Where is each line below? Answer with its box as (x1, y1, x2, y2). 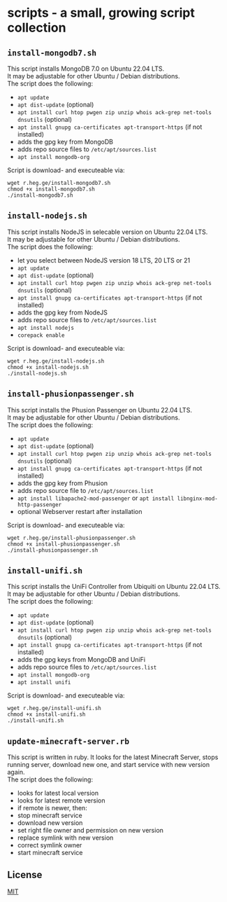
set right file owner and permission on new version (17, 826, 164, 835)
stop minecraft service (17, 811, 82, 820)
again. (7, 768, 26, 777)
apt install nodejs (17, 324, 75, 331)
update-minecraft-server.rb (7, 736, 130, 747)
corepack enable (17, 331, 65, 339)
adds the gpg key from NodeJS (17, 308, 108, 317)
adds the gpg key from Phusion (17, 478, 108, 487)
